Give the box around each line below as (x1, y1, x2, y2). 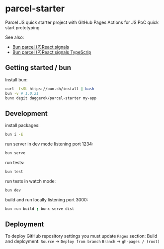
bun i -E (5, 132, 23, 137)
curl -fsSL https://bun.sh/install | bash (5, 86, 94, 91)
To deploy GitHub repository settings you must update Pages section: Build (5, 233, 158, 239)
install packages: (5, 123, 40, 128)
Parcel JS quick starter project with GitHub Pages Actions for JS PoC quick (5, 19, 159, 25)
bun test (5, 169, 23, 174)
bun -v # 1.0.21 (5, 91, 39, 96)
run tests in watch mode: (5, 178, 56, 184)
